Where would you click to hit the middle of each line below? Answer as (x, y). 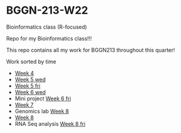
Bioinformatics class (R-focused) (47, 27)
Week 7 (24, 104)
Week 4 (24, 73)
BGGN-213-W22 (47, 10)
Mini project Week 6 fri (43, 98)
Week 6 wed (30, 92)
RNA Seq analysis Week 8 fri (50, 123)
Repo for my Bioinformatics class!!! (49, 38)
